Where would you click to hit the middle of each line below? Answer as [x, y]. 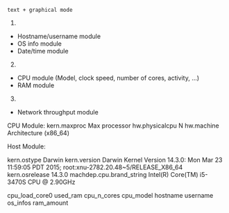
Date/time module [43, 51]
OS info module [40, 44]
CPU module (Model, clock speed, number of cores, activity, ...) [108, 78]
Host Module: [27, 146]
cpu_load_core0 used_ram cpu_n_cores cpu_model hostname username [110, 195]
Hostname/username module [59, 36]
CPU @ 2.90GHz [51, 182]
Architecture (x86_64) [39, 133]
